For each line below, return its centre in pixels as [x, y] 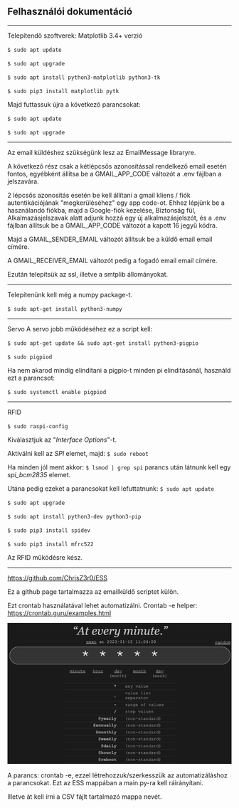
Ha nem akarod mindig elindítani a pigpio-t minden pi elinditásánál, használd [119, 370]
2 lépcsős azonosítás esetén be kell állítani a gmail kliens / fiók [99, 195]
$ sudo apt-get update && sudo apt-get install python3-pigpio [103, 343]
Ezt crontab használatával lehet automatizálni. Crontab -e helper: [102, 605]
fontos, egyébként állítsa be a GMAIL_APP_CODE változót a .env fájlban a [115, 174]
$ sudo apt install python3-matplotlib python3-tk [84, 78]
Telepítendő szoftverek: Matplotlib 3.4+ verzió [75, 36]
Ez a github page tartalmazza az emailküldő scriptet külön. [93, 591]
